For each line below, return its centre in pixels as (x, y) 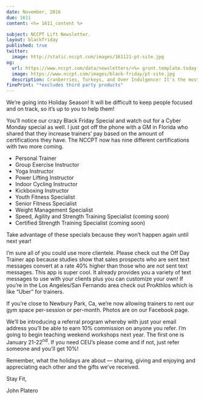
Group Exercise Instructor (47, 165)
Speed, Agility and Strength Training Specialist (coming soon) (92, 217)
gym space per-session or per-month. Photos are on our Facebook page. (98, 310)
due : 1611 (19, 18)
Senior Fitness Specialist (46, 204)
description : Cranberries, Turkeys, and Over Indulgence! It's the (99, 80)
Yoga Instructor (34, 172)
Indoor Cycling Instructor (46, 184)
